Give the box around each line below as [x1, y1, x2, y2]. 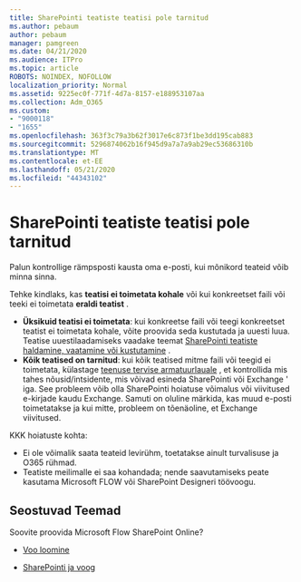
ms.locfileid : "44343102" [9, 173, 107, 182]
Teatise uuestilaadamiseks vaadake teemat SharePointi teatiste [22, 335, 258, 346]
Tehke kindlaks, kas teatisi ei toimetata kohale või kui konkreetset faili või [9, 289, 286, 300]
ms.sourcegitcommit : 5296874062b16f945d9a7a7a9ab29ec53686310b [9, 140, 254, 149]
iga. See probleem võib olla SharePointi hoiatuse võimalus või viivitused [22, 383, 290, 394]
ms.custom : [9, 106, 51, 115]
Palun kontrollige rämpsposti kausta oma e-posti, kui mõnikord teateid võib [9, 262, 289, 273]
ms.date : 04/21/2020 [9, 47, 88, 56]
